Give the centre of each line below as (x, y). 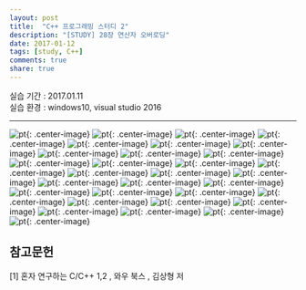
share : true (32, 69)
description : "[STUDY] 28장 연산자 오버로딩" (90, 35)
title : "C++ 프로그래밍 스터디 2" (69, 26)
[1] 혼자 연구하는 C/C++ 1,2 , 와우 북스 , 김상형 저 (97, 275)
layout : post (34, 18)
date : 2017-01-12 (42, 43)
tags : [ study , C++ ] (46, 52)
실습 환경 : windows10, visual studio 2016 (86, 107)
